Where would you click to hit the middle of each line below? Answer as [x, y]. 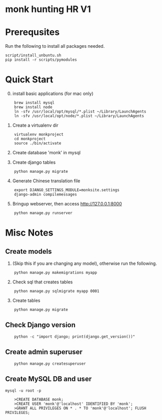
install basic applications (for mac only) [53, 93]
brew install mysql [34, 103]
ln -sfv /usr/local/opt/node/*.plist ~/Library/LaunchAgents [79, 116]
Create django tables [34, 162]
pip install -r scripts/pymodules [41, 60]
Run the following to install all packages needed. [55, 46]
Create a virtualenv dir [35, 125]
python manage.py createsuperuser [50, 363]
